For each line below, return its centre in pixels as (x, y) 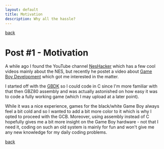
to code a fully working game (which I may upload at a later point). (72, 97)
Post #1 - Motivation (47, 53)
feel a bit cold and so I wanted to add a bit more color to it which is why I (78, 112)
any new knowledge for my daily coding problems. (56, 132)
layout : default (22, 10)
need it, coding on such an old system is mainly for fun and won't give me (80, 127)
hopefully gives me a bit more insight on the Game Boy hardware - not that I (82, 122)
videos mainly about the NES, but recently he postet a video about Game (79, 71)
